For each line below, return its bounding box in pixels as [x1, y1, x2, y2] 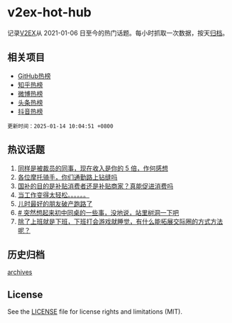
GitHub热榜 [17, 72, 51, 80]
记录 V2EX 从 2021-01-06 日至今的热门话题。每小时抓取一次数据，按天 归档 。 [7, 28, 229, 37]
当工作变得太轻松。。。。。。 [17, 190, 90, 199]
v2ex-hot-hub [7, 4, 92, 21]
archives [7, 268, 33, 277]
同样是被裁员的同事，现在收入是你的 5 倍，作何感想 [17, 164, 168, 173]
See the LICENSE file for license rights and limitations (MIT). [7, 307, 183, 316]
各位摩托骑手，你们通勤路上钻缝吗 [17, 173, 118, 181]
